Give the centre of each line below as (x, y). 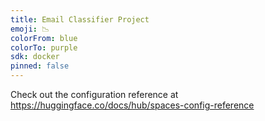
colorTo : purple (44, 47)
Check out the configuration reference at (94, 94)
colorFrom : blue (44, 38)
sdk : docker (35, 57)
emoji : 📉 (30, 29)
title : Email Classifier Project (80, 19)
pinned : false (40, 66)
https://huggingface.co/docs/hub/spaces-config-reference (132, 105)
